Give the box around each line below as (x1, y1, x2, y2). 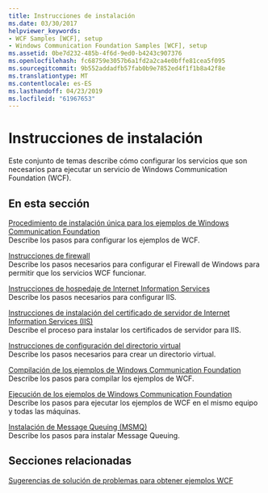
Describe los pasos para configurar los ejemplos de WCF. (8, 235, 200, 245)
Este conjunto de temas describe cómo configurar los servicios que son (8, 156, 248, 166)
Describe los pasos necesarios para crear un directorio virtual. (8, 349, 216, 359)
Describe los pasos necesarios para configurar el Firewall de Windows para (8, 259, 260, 269)
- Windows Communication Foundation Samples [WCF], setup (8, 42, 207, 50)
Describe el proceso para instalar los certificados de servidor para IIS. (8, 325, 242, 335)
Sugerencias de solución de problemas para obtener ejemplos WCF (8, 475, 234, 485)
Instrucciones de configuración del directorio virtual (8, 341, 182, 350)
